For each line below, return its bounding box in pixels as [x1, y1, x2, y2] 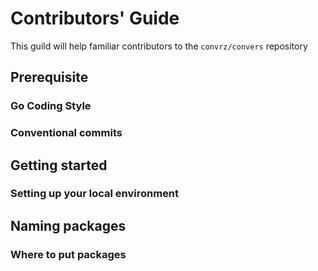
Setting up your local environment [10, 187, 180, 201]
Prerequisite [10, 69, 89, 86]
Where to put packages [10, 247, 127, 261]
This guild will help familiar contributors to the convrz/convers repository [10, 40, 308, 52]
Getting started [10, 157, 108, 174]
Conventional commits [10, 126, 123, 140]
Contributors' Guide [10, 7, 180, 30]
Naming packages [10, 217, 127, 234]
